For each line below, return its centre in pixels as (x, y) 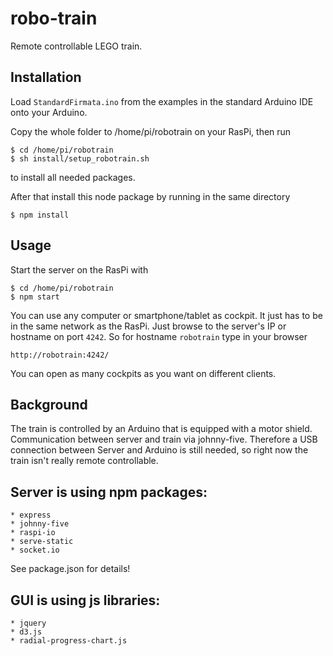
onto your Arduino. (49, 112)
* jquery (28, 623)
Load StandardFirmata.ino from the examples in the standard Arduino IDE (162, 101)
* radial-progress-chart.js (69, 641)
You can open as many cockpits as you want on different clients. (143, 373)
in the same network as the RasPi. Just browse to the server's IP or (148, 326)
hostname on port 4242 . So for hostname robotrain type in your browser (159, 336)
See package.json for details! (70, 569)
